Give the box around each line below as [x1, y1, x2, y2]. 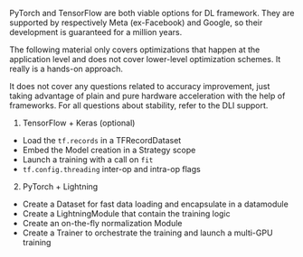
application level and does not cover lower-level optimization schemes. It [9, 54, 281, 64]
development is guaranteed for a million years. [9, 27, 183, 37]
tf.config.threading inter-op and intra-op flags [22, 164, 201, 174]
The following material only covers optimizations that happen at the [9, 44, 260, 55]
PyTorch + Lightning [22, 181, 99, 192]
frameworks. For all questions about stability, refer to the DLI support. [9, 100, 269, 111]
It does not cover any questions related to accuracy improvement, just [9, 81, 270, 91]
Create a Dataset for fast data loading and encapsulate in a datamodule [22, 198, 289, 209]
